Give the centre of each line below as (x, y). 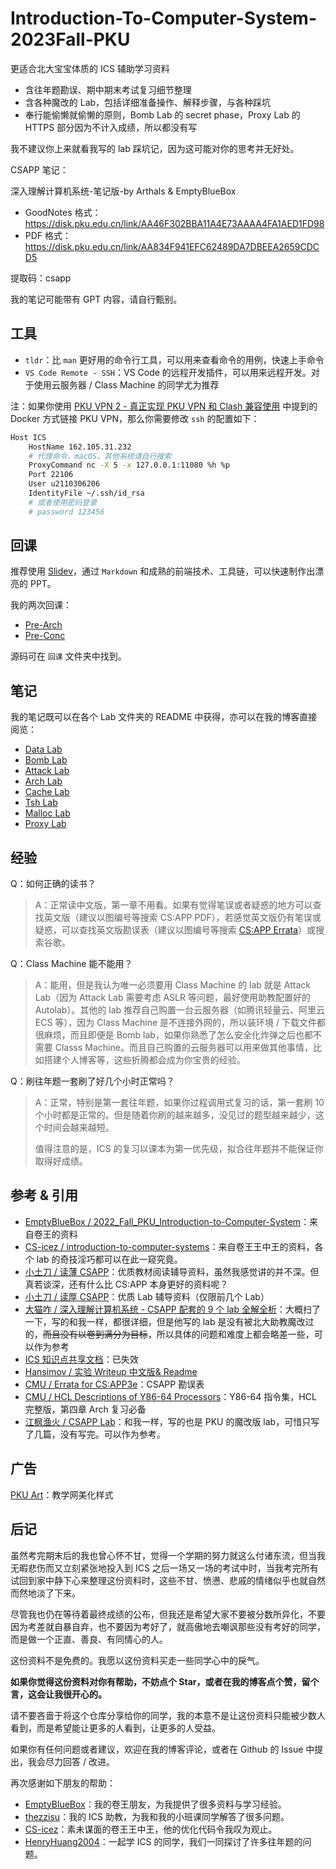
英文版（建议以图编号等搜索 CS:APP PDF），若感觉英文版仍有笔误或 (182, 918)
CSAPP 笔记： (39, 169)
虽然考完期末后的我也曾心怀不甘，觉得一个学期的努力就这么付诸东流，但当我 (168, 1555)
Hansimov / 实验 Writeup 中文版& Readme (111, 1371)
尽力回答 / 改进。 (79, 1761)
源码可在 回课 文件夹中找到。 (68, 656)
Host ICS (28, 437)
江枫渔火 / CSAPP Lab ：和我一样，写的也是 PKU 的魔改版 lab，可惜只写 (172, 1421)
